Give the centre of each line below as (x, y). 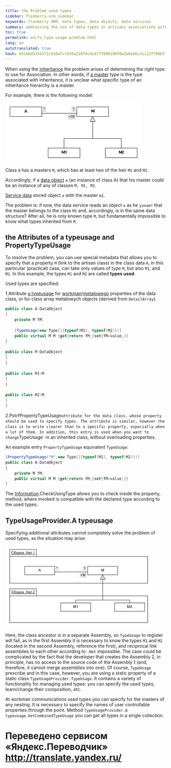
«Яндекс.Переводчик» (57, 747)
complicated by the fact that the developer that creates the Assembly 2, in (83, 657)
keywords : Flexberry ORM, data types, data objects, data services (78, 21)
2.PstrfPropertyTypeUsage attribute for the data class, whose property (83, 416)
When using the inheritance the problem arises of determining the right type (85, 69)
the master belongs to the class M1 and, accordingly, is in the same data (80, 210)
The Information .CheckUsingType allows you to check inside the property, (83, 494)
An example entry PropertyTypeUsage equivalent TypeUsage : (67, 447)
